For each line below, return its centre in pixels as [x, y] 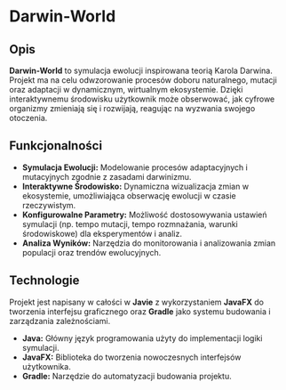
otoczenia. [28, 118]
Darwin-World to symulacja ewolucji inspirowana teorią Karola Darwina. [141, 70]
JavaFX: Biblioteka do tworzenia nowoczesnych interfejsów [131, 357]
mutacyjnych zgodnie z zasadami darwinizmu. [107, 176]
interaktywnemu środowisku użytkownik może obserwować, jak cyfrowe [142, 99]
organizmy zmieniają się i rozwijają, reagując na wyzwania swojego [132, 108]
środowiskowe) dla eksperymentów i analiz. [102, 233]
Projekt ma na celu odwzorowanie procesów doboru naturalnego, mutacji [143, 80]
